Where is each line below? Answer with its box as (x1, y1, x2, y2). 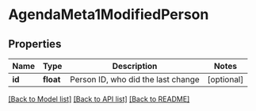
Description (112, 61, 158, 71)
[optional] (207, 74, 244, 85)
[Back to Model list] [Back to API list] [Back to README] (8, 94, 190, 104)
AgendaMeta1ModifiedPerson (8, 6, 209, 24)
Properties (8, 37, 62, 51)
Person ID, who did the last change (70, 74, 200, 85)
